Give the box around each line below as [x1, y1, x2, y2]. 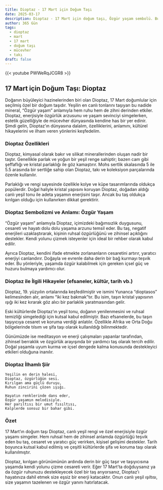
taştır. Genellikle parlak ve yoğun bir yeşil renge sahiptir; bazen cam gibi [5, 157, 149, 162]
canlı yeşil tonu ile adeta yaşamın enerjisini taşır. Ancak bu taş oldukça [5, 192, 146, 197]
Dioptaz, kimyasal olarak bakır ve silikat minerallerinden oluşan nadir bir [5, 151, 148, 157]
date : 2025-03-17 [5, 12, 40, 17]
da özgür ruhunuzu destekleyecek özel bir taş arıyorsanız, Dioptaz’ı [5, 469, 140, 474]
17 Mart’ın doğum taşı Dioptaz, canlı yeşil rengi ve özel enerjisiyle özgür [5, 428, 148, 434]
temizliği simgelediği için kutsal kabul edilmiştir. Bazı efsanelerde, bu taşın [5, 314, 152, 319]
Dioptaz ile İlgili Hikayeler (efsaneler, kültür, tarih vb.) [5, 278, 133, 284]
